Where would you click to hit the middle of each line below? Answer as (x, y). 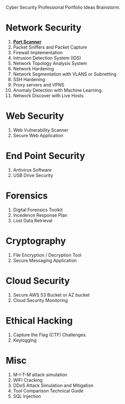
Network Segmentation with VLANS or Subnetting (65, 74)
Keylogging (25, 340)
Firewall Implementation (38, 52)
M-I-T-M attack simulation (40, 375)
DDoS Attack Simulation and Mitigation (53, 385)
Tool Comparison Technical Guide (48, 391)
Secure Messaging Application (45, 260)
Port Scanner (27, 42)
